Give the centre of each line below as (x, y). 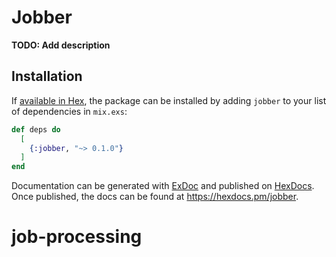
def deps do (36, 129)
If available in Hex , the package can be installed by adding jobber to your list (169, 100)
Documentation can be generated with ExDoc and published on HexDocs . (163, 186)
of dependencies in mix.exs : (69, 111)
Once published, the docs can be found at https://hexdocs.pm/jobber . (155, 197)
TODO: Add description (61, 45)
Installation (47, 76)
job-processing (77, 237)
